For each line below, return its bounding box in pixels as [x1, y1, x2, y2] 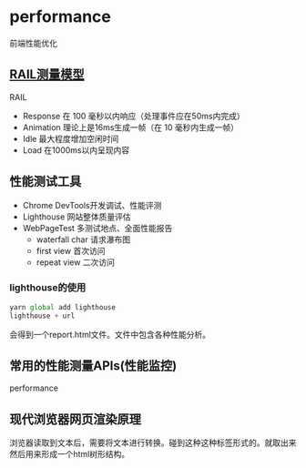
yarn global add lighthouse [9, 302, 117, 311]
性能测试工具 [9, 174, 82, 189]
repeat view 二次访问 [36, 257, 116, 268]
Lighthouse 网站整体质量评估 [22, 211, 131, 222]
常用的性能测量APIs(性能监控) [9, 358, 178, 373]
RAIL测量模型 [9, 66, 85, 83]
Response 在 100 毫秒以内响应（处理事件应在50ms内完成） [22, 110, 245, 121]
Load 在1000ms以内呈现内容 [22, 144, 130, 156]
